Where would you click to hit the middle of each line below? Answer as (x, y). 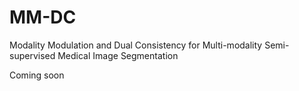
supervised (32, 55)
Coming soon (37, 75)
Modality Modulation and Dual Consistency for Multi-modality (136, 45)
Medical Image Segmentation (118, 55)
